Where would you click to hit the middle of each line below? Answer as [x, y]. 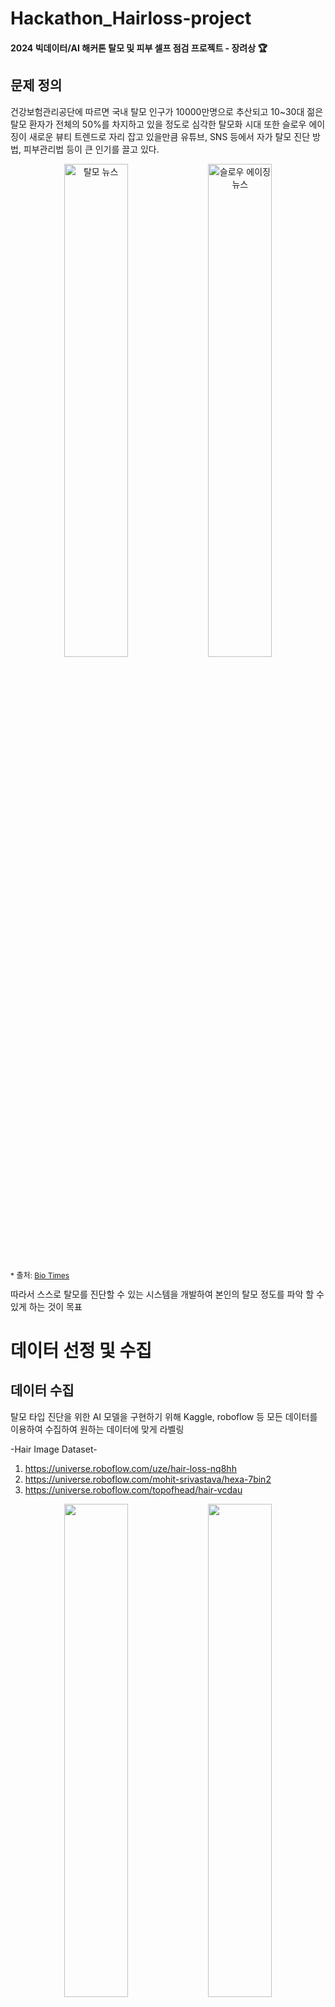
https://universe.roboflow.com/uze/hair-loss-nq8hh [130, 1468]
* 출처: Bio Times [40, 1275]
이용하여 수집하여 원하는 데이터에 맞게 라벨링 [97, 1429]
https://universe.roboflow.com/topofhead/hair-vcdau [133, 1489]
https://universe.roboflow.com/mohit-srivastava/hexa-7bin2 [148, 1479]
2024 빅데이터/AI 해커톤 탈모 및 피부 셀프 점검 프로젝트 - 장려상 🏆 [139, 48]
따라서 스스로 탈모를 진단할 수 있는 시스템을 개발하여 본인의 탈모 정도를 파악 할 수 [167, 1294]
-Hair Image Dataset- [54, 1449]
